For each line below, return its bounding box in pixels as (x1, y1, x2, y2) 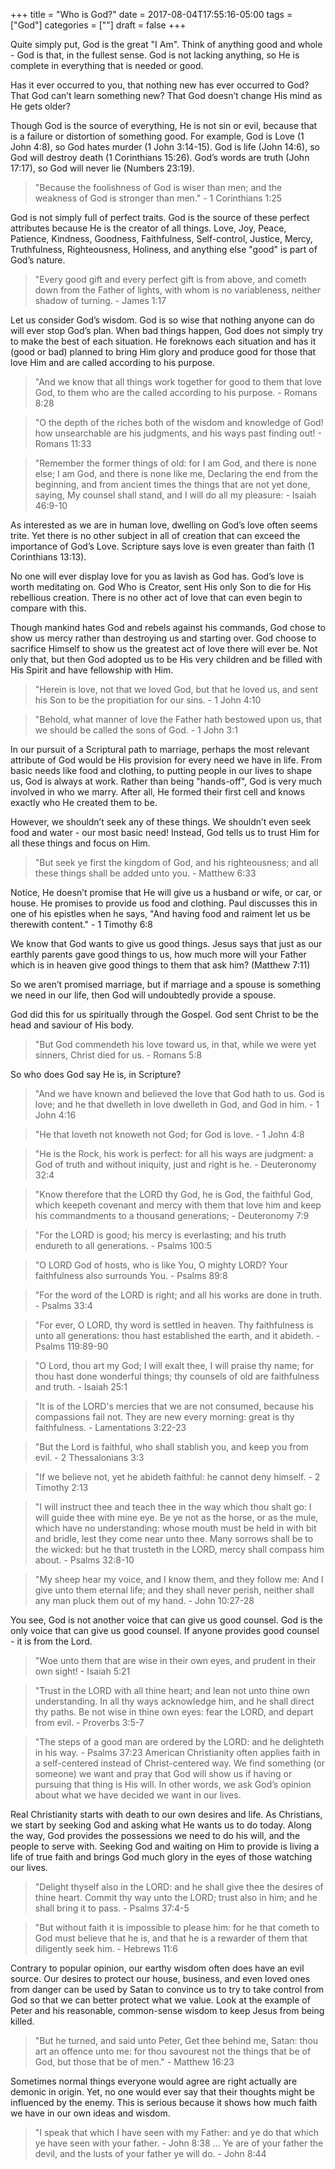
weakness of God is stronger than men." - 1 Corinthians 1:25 (34, 192, 283, 204)
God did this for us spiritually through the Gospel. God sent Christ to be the (10, 1009, 319, 1020)
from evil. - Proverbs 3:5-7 (34, 1717, 145, 1728)
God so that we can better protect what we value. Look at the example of (10, 1994, 311, 2006)
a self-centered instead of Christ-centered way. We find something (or (34, 1757, 326, 1769)
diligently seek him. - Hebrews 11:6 (34, 1943, 178, 1954)
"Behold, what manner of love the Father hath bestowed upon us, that (34, 714, 323, 725)
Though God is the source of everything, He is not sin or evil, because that (10, 120, 318, 131)
